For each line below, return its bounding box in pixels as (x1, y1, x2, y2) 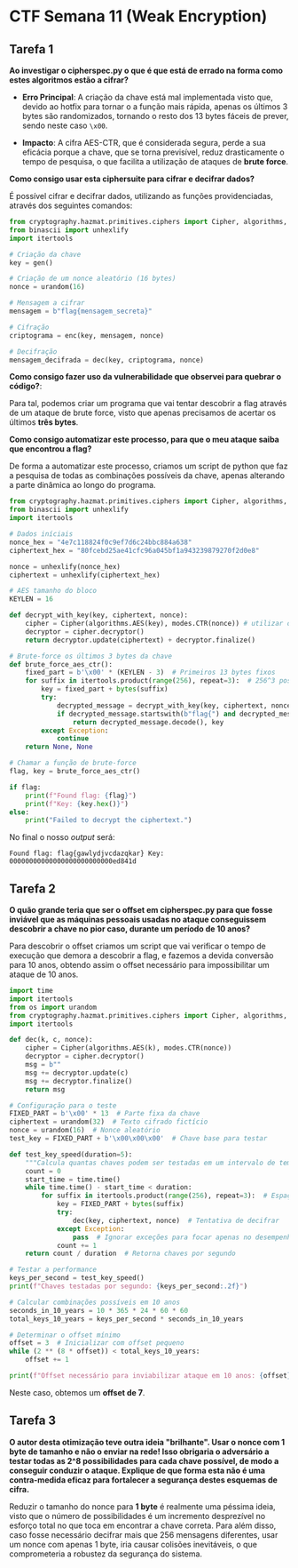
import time (9, 987, 53, 996)
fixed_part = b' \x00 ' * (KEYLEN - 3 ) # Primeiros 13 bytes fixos (25, 668, 276, 677)
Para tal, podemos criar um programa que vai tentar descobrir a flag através (9, 398, 287, 409)
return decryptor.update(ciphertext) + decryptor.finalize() (25, 636, 255, 644)
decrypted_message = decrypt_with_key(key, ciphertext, (56, 700, 268, 710)
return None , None (25, 742, 93, 752)
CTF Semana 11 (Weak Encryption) (9, 6, 268, 27)
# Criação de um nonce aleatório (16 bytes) (9, 274, 176, 284)
